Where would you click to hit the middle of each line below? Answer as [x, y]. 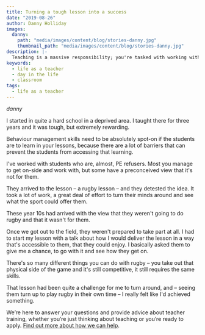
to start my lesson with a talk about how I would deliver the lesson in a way [100, 238]
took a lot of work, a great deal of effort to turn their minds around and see [100, 195]
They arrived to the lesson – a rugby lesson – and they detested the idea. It [100, 188]
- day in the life [35, 74]
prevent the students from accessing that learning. [70, 152]
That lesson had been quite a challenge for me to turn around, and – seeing [101, 287]
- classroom [27, 80]
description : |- [27, 52]
